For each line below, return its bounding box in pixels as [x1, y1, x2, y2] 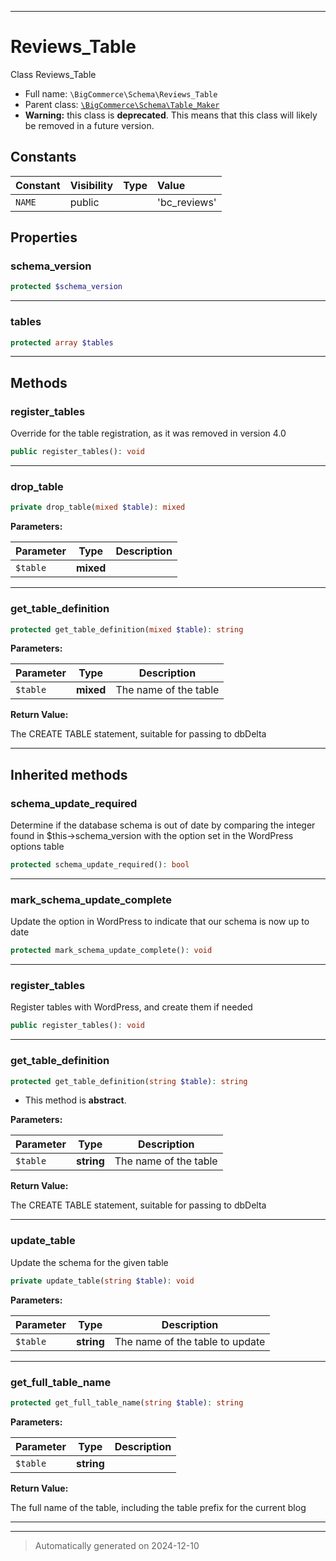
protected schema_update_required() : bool [10, 860, 190, 870]
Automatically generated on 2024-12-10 [34, 1539, 200, 1551]
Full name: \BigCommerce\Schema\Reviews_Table [24, 87, 218, 100]
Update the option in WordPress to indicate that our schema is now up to [10, 916, 310, 928]
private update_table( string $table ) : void [10, 1276, 195, 1286]
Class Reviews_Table [10, 68, 97, 80]
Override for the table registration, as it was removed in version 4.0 [10, 427, 287, 440]
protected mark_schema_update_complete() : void [10, 946, 213, 956]
